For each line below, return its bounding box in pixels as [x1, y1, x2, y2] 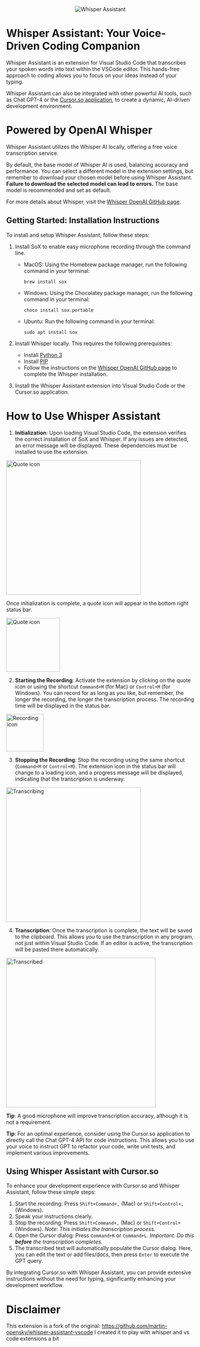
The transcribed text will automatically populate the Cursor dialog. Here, [14, 1245, 192, 1252]
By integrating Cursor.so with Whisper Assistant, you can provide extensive [6, 1269, 192, 1276]
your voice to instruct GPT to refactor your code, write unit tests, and [6, 1142, 176, 1150]
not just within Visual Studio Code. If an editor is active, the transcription [14, 939, 193, 946]
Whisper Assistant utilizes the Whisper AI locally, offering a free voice [6, 143, 177, 150]
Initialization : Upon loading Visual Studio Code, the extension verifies [14, 429, 187, 436]
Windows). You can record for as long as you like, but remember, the [14, 689, 184, 696]
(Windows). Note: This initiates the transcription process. [14, 1226, 156, 1233]
